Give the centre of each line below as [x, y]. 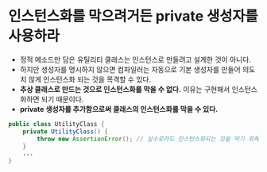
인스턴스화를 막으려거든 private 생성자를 [133, 16]
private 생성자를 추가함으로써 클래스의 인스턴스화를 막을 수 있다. [119, 109]
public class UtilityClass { [56, 124]
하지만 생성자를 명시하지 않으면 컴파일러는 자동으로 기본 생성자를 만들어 [130, 69]
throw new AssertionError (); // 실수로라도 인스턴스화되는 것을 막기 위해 [148, 139]
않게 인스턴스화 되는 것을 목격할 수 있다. [90, 79]
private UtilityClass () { [66, 132]
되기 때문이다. [62, 99]
